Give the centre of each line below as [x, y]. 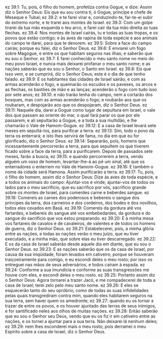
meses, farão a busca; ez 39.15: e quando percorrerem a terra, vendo [74, 156]
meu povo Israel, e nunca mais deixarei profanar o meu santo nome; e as [78, 64]
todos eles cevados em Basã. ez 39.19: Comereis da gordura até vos [73, 208]
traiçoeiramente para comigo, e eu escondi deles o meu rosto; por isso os [79, 259]
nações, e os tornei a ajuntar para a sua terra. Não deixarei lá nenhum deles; [81, 321]
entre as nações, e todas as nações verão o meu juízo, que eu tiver [72, 234]
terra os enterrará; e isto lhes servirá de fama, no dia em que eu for [72, 136]
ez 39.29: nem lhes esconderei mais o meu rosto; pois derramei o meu [76, 326]
